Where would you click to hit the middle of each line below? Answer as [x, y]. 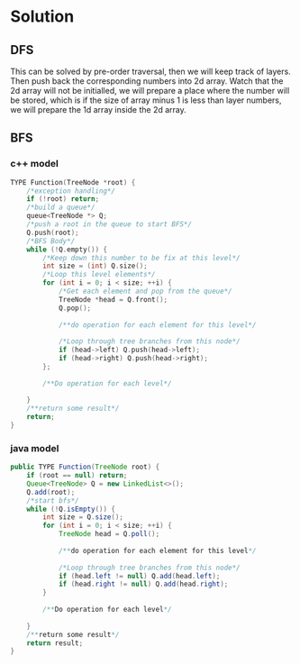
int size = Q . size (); [83, 517]
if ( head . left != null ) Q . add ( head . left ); [139, 576]
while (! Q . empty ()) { [67, 250]
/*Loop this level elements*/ [99, 275]
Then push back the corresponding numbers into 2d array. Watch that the [147, 81]
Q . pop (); [75, 308]
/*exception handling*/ [71, 191]
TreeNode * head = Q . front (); [113, 299]
